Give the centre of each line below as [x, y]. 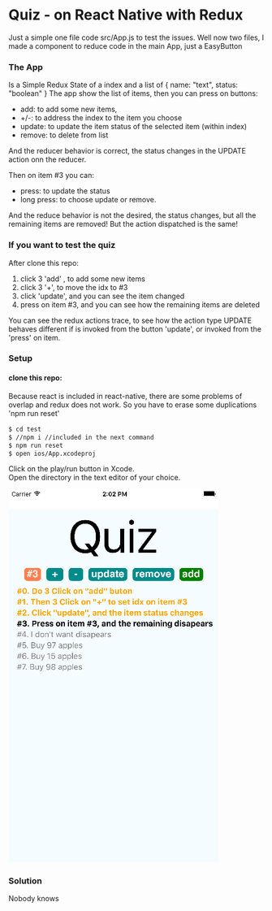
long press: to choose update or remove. [88, 200]
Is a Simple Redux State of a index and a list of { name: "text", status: [123, 85]
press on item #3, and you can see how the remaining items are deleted [140, 304]
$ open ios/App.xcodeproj [52, 453]
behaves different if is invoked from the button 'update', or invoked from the [135, 329]
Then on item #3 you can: [52, 176]
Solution [26, 881]
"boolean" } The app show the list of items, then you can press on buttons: [133, 93]
